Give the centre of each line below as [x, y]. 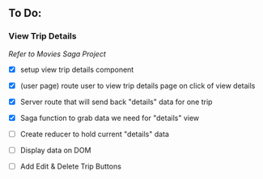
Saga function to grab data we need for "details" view [110, 118]
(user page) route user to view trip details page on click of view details [138, 85]
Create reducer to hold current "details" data [95, 134]
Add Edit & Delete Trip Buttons [70, 167]
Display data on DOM [55, 150]
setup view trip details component [77, 69]
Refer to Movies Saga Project [57, 54]
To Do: [25, 13]
